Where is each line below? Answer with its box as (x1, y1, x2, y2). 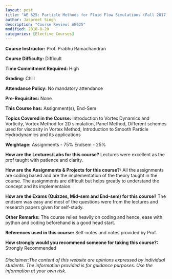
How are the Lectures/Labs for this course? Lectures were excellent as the (5, 152, 165, 157)
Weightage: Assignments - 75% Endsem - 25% (5, 142, 106, 147)
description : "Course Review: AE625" (5, 22, 86, 27)
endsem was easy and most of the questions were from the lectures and (5, 199, 158, 204)
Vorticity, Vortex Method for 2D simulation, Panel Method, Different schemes (5, 121, 167, 126)
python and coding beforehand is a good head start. (5, 219, 115, 226)
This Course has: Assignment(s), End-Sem (5, 105, 96, 111)
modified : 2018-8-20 (5, 27, 50, 32)
